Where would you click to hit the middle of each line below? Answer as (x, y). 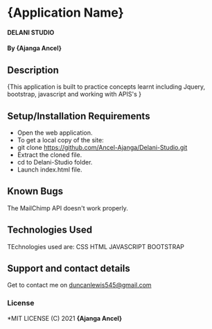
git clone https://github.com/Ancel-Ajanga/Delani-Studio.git (102, 147)
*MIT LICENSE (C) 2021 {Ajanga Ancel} (65, 318)
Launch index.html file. (50, 169)
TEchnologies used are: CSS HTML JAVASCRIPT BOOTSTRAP (96, 246)
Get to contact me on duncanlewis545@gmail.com (79, 285)
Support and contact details (69, 269)
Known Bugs (35, 191)
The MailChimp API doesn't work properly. (68, 208)
